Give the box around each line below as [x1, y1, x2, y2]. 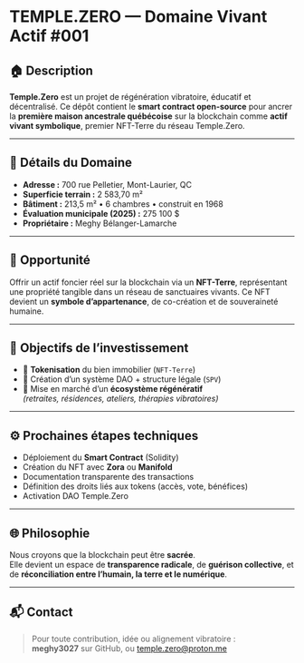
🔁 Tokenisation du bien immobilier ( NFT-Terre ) [22, 365, 196, 375]
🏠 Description [9, 63, 93, 78]
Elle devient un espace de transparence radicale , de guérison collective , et [9, 560, 294, 570]
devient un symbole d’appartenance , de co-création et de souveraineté [9, 296, 279, 307]
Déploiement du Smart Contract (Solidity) [22, 452, 179, 463]
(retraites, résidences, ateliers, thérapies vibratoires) [22, 393, 219, 405]
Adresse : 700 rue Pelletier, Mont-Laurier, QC [22, 179, 193, 190]
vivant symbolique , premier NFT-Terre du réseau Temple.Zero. [9, 121, 246, 131]
